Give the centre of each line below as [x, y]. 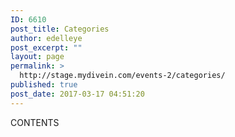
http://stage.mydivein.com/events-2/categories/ [122, 76]
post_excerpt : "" [46, 47]
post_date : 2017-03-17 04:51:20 [77, 94]
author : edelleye [46, 38]
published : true [44, 85]
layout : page [37, 57]
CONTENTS [35, 122]
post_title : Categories [60, 29]
